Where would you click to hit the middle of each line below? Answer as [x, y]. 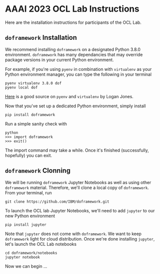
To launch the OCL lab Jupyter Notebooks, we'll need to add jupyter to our [80, 210]
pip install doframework [30, 115]
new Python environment [30, 216]
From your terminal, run [29, 192]
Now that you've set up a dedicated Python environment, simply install [76, 106]
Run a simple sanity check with [36, 124]
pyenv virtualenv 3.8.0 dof [33, 83]
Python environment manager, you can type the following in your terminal [78, 74]
